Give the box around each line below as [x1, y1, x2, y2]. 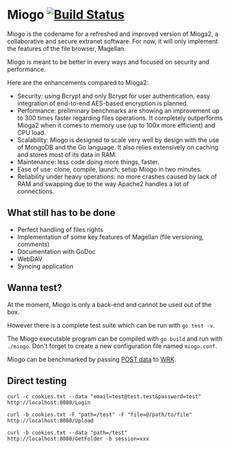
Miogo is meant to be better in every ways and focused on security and [7, 57, 210, 66]
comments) [17, 240, 50, 248]
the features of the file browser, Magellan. [7, 44, 126, 52]
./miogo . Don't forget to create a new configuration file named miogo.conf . [7, 341, 218, 350]
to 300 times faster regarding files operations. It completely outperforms [17, 114, 223, 122]
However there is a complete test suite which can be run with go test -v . [7, 321, 215, 329]
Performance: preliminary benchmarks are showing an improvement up [17, 106, 220, 114]
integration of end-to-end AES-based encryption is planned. [17, 99, 189, 107]
